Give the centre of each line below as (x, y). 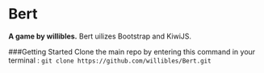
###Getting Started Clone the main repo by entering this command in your (132, 51)
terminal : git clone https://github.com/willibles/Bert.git (110, 60)
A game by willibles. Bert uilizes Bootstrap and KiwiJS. (100, 36)
